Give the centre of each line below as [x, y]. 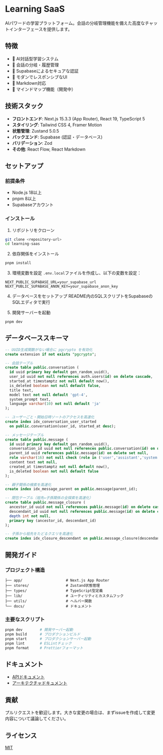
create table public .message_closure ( [45, 503]
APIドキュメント [28, 677]
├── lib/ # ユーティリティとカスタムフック [64, 596]
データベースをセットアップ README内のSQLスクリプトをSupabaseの [82, 296]
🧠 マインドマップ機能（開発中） [44, 89]
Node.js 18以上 [27, 193]
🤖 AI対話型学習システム [35, 58]
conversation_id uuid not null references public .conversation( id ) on [82, 449]
